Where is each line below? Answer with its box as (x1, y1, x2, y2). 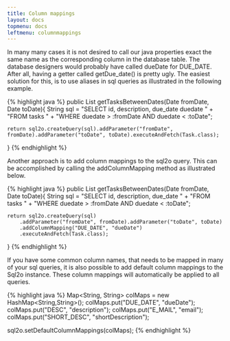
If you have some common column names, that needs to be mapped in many (7, 256, 224, 264)
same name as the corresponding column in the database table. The (7, 56, 200, 64)
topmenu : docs (7, 23, 48, 30)
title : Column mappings (7, 10, 76, 17)
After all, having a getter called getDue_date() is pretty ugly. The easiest (7, 70, 211, 78)
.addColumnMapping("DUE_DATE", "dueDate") (19, 224, 143, 232)
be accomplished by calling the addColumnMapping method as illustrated (7, 164, 216, 172)
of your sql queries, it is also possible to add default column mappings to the (7, 263, 224, 272)
